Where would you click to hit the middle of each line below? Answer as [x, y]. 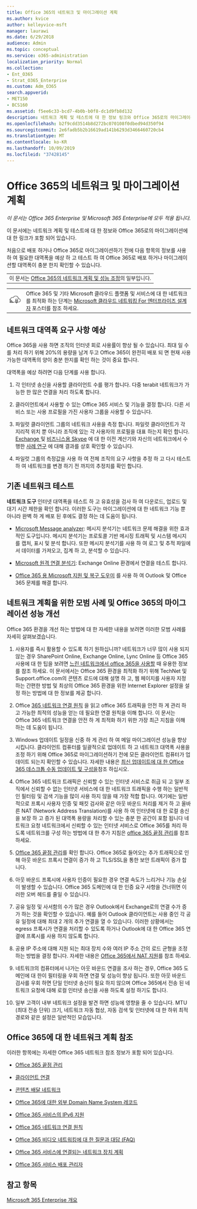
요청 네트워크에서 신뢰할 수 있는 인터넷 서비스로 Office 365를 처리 [106, 825]
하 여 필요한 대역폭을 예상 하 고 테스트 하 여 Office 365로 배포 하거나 [85, 257]
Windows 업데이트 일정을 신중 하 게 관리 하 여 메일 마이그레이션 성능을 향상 [101, 740]
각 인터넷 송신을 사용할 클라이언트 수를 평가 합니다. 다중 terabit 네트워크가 [99, 385]
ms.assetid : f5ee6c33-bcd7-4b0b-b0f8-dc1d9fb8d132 [70, 111]
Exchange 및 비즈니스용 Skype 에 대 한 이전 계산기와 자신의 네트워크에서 [98, 439]
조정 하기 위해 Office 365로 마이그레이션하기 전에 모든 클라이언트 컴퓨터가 [100, 754]
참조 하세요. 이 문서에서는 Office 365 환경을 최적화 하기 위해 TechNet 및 [104, 671]
